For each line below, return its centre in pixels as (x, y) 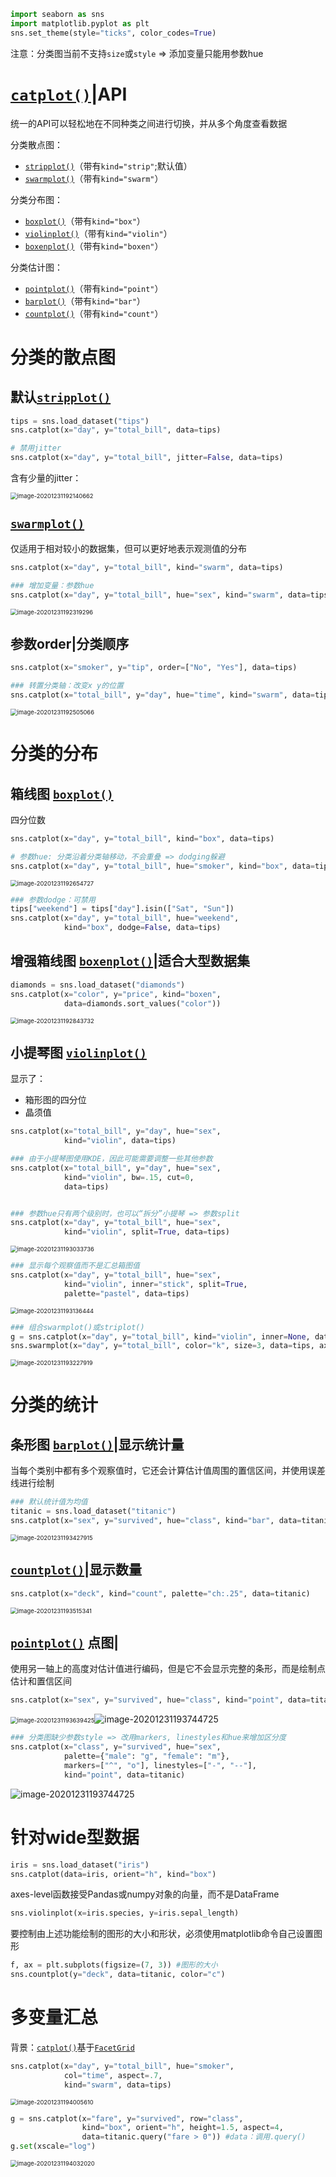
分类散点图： (36, 144)
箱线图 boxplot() (62, 793)
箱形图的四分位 (55, 1100)
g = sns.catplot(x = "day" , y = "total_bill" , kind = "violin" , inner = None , (160, 1336)
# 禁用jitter (36, 448)
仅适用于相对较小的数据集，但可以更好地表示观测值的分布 (128, 548)
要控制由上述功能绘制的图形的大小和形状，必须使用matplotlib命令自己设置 (162, 1934)
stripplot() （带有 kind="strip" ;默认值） (108, 166)
